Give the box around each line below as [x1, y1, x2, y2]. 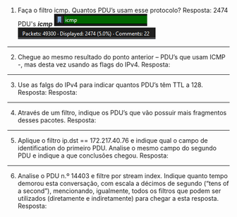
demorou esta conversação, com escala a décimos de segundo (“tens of [17, 180, 229, 187]
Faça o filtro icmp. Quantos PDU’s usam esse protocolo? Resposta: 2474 [17, 6, 229, 14]
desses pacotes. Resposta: [17, 116, 97, 124]
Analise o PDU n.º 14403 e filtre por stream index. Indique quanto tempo [17, 172, 228, 180]
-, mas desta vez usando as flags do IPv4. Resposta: [17, 60, 171, 69]
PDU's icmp [17, 20, 53, 28]
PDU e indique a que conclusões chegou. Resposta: [17, 151, 169, 160]
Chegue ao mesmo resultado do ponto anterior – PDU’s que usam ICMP [17, 53, 226, 61]
